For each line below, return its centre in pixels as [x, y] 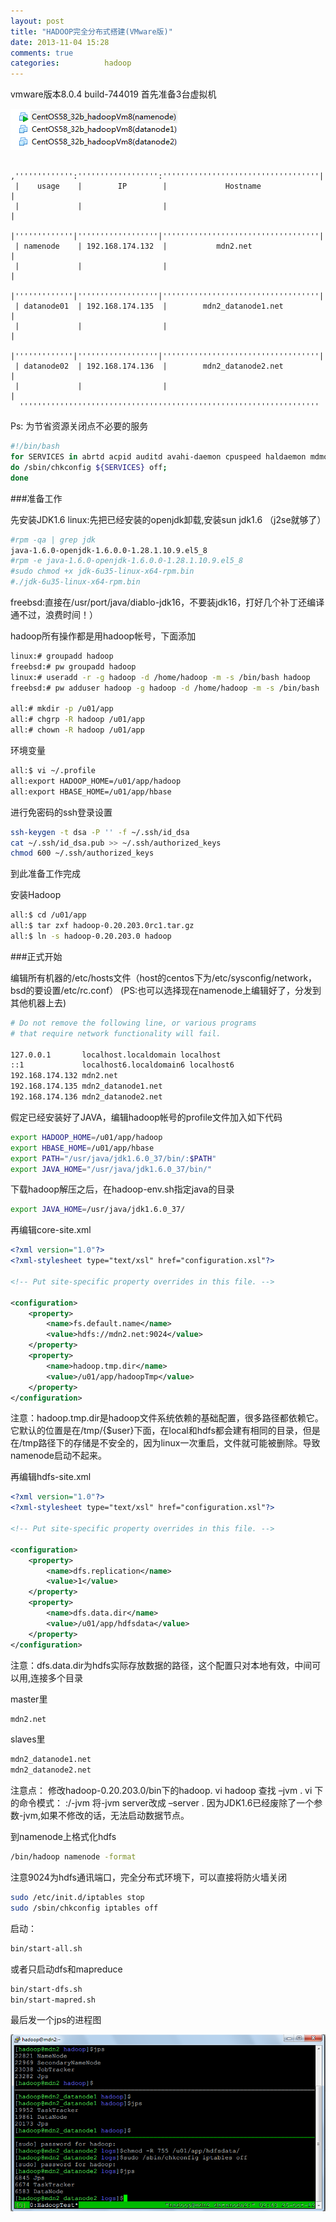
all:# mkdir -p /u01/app [62, 709]
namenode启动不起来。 [58, 1456]
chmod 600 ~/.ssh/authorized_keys [82, 853]
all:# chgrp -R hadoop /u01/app [77, 720]
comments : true [42, 53]
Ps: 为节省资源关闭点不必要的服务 [79, 426]
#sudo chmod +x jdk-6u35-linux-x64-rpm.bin [102, 571]
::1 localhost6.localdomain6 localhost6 [122, 1065]
